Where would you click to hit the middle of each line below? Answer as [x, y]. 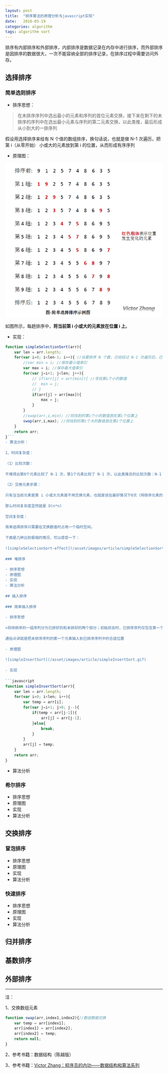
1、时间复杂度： [19, 453]
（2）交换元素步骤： [23, 485]
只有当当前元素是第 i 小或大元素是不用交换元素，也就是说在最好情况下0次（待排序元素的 [84, 495]
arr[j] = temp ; [39, 745]
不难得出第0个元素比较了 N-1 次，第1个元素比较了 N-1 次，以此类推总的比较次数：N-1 [83, 474]
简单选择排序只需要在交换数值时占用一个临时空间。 [50, 527]
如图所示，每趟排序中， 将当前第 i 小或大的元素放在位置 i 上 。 [67, 326]
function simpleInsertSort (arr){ [40, 686]
